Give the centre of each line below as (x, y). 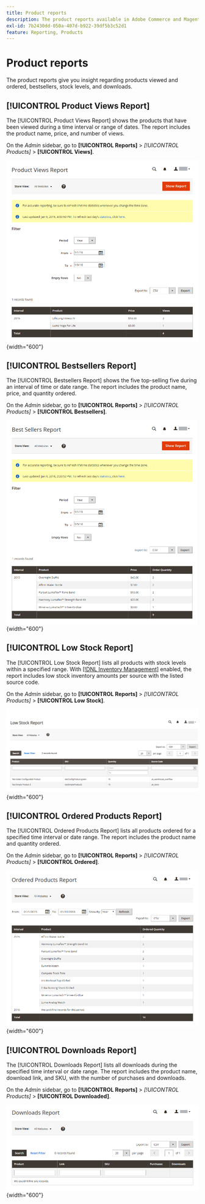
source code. (23, 682)
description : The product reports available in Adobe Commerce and (94, 19)
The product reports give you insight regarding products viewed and (92, 80)
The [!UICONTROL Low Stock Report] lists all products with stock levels (96, 662)
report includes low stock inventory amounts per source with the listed (95, 675)
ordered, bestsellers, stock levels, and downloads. (70, 87)
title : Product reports (37, 13)
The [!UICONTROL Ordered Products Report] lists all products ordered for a (101, 831)
